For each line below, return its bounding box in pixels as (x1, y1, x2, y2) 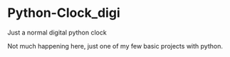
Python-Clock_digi (7, 5, 120, 21)
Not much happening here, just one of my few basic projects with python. (7, 42, 223, 50)
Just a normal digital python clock (7, 28, 107, 37)
